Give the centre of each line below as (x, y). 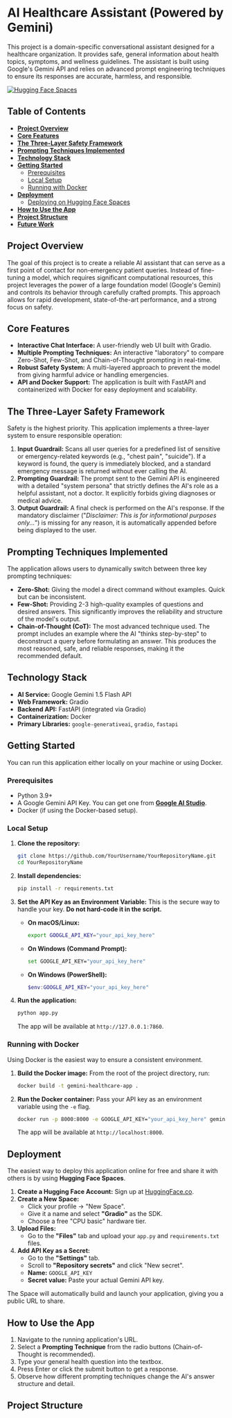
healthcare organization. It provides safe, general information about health (113, 54)
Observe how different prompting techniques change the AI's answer (116, 1376)
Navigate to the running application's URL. (78, 1340)
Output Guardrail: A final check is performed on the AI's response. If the (121, 508)
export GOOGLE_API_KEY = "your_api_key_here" (91, 935)
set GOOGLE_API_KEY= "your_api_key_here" (87, 961)
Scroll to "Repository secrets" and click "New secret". (106, 1265)
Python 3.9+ (35, 795)
